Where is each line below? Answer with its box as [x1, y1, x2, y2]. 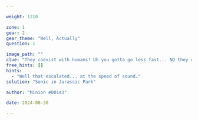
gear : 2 [6, 30, 25, 36]
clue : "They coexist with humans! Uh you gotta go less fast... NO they [6, 57, 189, 63]
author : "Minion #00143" [6, 89, 67, 95]
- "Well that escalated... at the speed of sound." [11, 73, 141, 79]
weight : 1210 [6, 14, 38, 19]
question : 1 [6, 41, 35, 47]
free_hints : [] [6, 62, 44, 68]
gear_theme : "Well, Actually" [6, 35, 81, 41]
